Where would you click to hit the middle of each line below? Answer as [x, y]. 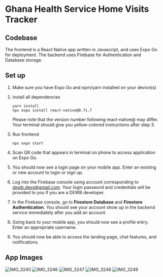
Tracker [21, 19]
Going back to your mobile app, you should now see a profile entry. [80, 222]
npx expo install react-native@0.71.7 [52, 110]
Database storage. [24, 60]
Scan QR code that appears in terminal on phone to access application [84, 152]
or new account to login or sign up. [48, 172]
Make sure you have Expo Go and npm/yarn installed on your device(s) [84, 87]
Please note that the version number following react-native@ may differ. [85, 119]
